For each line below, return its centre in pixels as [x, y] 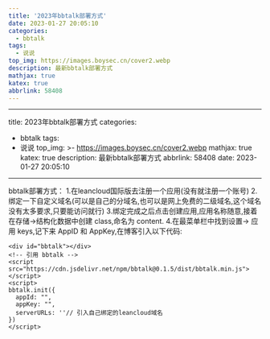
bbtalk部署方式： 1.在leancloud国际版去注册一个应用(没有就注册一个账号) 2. [133, 191]
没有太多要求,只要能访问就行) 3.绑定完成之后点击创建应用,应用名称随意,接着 [133, 211]
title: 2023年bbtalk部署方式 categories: [73, 122]
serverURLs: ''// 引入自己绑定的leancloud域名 [89, 313]
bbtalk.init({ [32, 291]
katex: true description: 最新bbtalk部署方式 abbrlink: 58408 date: [127, 158]
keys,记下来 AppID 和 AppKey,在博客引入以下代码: [100, 231]
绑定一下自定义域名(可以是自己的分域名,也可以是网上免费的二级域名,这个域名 [135, 201]
